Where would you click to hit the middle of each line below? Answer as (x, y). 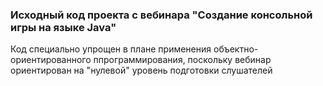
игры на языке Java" (63, 27)
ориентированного (51, 60)
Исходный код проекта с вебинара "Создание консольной (161, 15)
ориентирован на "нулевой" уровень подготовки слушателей (141, 70)
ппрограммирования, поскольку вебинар (182, 60)
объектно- (236, 49)
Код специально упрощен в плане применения (111, 49)
